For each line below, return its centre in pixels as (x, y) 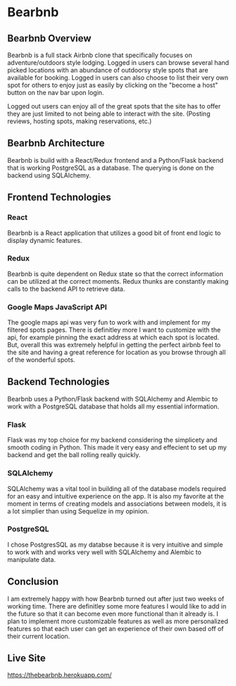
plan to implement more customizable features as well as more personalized (118, 621)
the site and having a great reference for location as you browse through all (117, 352)
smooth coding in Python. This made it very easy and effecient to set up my (117, 447)
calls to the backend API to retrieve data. (66, 289)
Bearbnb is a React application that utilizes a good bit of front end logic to (114, 232)
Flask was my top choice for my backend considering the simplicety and (112, 440)
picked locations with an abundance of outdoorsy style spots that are (108, 70)
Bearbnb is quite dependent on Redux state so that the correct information (115, 274)
